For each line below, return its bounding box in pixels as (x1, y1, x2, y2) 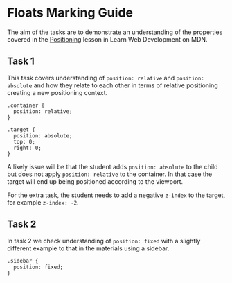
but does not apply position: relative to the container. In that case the (7, 170, 213, 178)
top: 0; (13, 138, 36, 145)
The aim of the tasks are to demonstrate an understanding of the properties (7, 28, 223, 36)
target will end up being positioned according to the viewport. (7, 177, 184, 185)
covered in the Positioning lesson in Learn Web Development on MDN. (7, 35, 208, 43)
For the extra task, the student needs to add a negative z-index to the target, (7, 191, 226, 199)
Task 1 (7, 55, 35, 67)
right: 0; (13, 144, 42, 151)
